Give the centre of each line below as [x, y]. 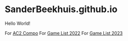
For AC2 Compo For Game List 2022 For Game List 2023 [64, 33]
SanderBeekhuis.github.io [61, 9]
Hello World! [18, 23]
